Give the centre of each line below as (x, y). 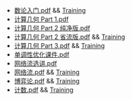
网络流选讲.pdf (36, 63)
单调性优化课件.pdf (42, 54)
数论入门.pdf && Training (50, 10)
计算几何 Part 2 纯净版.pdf (52, 28)
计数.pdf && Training (44, 90)
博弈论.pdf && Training (47, 81)
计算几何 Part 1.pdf (41, 19)
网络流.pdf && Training (47, 72)
